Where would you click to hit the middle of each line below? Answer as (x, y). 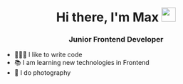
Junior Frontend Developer (116, 40)
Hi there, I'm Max (107, 17)
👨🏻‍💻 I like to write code (48, 55)
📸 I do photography (42, 73)
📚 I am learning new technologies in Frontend (82, 63)
